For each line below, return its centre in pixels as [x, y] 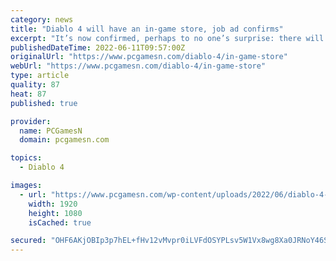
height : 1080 [55, 213]
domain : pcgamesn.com [64, 140]
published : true [44, 103]
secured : [28, 241]
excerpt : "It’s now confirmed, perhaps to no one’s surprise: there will [167, 38]
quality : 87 [35, 85]
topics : [26, 158]
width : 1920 [53, 204]
